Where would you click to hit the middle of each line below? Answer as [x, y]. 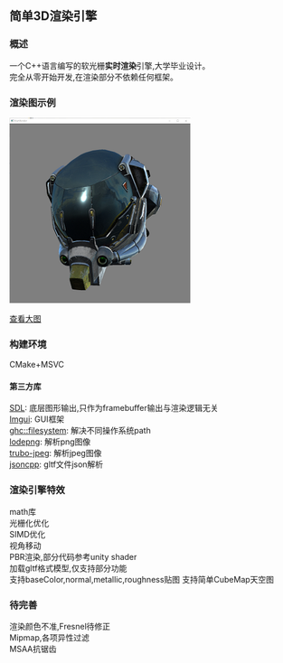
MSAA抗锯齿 [33, 649]
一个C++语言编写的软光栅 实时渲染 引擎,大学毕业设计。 [110, 65]
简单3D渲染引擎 [53, 16]
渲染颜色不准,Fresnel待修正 [60, 627]
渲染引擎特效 [38, 490]
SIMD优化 [28, 534]
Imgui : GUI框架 [37, 419]
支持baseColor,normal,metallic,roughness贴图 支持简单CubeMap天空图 [141, 579]
